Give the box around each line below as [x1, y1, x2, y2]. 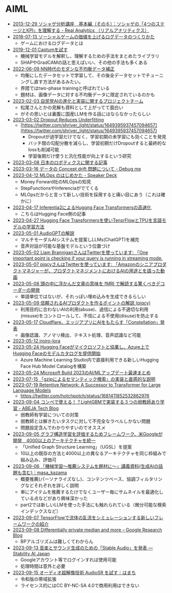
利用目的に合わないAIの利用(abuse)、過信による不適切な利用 [20, 306, 149, 312]
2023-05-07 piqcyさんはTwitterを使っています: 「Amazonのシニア [12, 261, 154, 267]
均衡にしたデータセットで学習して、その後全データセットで [20, 72, 146, 78]
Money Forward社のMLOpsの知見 [20, 178, 91, 185]
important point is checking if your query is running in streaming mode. [12, 255, 163, 261]
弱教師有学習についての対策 [20, 411, 79, 418]
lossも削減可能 [28, 146, 59, 152]
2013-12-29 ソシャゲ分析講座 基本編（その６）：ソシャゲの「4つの [12, 21, 156, 27]
